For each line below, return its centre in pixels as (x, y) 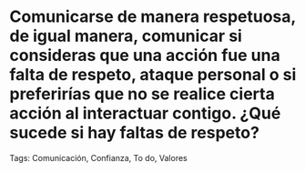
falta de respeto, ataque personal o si (153, 75)
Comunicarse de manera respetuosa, (152, 17)
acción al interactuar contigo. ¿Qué (145, 113)
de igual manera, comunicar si (126, 36)
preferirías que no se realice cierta (142, 94)
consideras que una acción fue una (145, 56)
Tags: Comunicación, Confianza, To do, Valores (99, 157)
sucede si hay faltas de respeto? (134, 133)
